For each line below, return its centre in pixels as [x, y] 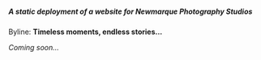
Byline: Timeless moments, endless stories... [86, 32]
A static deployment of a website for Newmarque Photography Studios [130, 11]
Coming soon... [34, 47]
